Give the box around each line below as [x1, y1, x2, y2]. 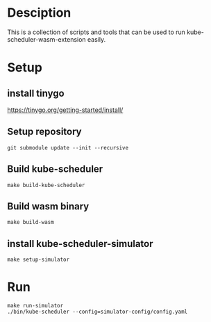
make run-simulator [7, 303, 64, 309]
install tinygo [7, 87, 65, 99]
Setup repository [7, 126, 82, 138]
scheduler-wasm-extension [7, 35, 86, 43]
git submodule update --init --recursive [7, 144, 129, 151]
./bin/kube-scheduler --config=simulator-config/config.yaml [7, 308, 188, 316]
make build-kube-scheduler [7, 182, 85, 188]
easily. [87, 35, 106, 43]
